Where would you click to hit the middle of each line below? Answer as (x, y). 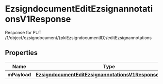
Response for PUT (23, 32)
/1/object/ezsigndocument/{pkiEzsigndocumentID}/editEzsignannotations (78, 38)
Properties (21, 53)
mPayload (19, 74)
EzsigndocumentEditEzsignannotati (79, 9)
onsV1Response (38, 19)
